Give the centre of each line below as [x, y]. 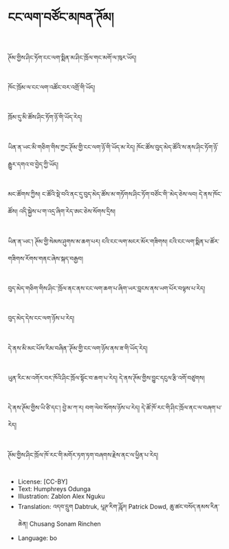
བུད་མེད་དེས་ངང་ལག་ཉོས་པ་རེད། [41, 318]
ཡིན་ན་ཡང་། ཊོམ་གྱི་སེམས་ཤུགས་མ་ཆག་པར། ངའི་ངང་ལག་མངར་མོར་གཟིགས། [88, 241]
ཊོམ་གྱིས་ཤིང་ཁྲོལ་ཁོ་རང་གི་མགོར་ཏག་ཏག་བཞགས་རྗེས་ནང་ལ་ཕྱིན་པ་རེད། [83, 455]
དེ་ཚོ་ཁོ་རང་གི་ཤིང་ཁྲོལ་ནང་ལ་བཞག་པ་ [182, 408]
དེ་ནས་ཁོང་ [210, 194]
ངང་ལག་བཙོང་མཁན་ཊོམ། [61, 18]
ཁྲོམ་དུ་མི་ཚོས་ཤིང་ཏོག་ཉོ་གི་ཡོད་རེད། [45, 117]
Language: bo [37, 538]
